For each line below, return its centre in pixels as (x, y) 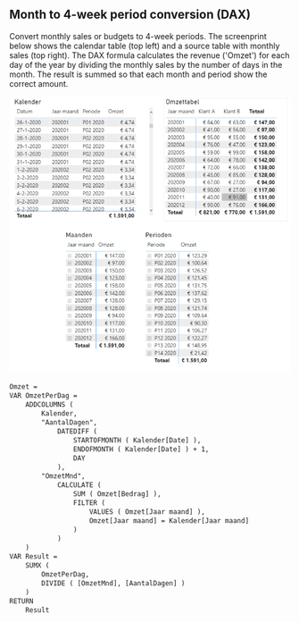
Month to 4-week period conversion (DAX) (130, 15)
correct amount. (39, 83)
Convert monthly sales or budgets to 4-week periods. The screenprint (138, 36)
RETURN (21, 601)
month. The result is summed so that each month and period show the (138, 74)
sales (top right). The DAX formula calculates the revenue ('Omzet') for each (149, 55)
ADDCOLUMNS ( (50, 404)
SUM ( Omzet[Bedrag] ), (117, 494)
